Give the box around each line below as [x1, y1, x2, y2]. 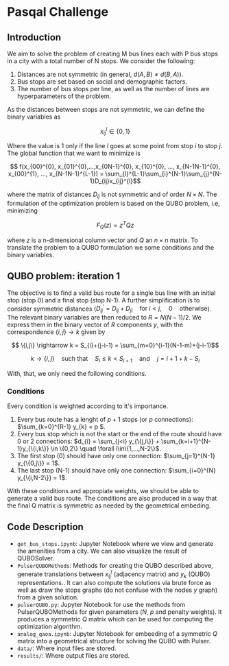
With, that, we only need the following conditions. [7, 369, 147, 377]
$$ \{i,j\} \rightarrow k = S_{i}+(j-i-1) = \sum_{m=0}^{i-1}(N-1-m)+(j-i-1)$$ [11, 341, 219, 349]
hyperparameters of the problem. [16, 92, 112, 100]
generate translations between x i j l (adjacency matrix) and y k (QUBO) [16, 569, 210, 580]
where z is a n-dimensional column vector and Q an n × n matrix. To [7, 236, 199, 244]
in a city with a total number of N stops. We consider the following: [7, 57, 195, 65]
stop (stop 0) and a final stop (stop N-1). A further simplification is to [7, 296, 200, 304]
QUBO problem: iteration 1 [7, 270, 120, 282]
